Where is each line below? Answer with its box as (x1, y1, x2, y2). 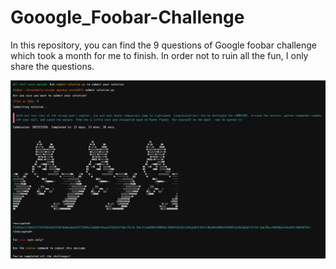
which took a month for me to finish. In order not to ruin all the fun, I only (10, 49, 309, 61)
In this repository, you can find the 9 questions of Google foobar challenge (10, 39, 318, 51)
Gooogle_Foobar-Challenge (10, 6, 245, 29)
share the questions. (10, 60, 95, 72)
